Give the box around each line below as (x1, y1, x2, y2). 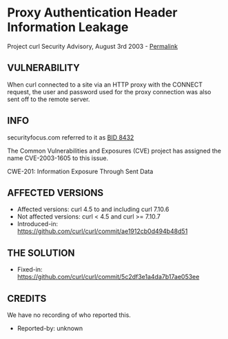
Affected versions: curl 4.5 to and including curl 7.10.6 (17, 205, 169, 214)
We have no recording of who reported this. (7, 311, 131, 319)
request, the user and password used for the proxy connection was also (7, 87, 211, 96)
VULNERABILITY (7, 62, 81, 74)
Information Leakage (7, 19, 129, 35)
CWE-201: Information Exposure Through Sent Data (7, 167, 154, 175)
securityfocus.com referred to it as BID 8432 (7, 133, 134, 142)
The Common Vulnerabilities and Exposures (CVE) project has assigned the (7, 146, 222, 155)
